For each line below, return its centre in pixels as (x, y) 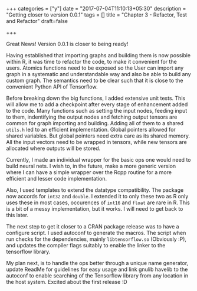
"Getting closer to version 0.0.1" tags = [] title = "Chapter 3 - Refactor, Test (97, 15)
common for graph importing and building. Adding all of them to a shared (95, 123)
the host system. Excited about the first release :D (67, 282)
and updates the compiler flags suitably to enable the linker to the (86, 245)
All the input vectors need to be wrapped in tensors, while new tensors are (96, 142)
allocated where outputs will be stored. (53, 148)
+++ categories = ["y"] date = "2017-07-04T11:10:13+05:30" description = (96, 9)
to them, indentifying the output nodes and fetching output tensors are (92, 117)
